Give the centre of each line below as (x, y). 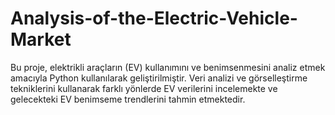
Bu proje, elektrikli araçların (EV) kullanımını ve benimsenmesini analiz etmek (168, 67)
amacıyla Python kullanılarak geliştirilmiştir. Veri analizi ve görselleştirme (159, 78)
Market (41, 39)
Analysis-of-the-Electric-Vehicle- (154, 18)
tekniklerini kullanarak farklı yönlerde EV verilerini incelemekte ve (144, 88)
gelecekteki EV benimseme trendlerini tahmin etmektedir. (128, 99)
